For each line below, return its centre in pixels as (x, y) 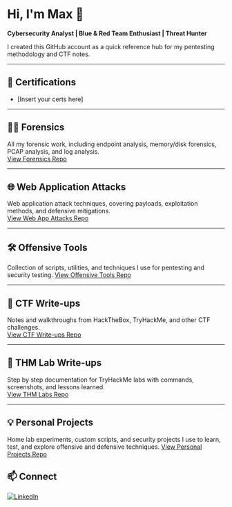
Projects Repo (27, 454)
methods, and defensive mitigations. (59, 211)
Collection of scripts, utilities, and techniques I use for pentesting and (106, 268)
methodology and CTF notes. (49, 54)
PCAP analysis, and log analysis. (54, 151)
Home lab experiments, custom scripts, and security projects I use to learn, (114, 439)
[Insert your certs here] (50, 99)
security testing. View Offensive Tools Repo (69, 275)
